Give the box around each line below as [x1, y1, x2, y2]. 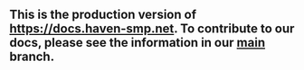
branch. [9, 49, 55, 65]
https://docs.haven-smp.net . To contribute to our [9, 22, 295, 37]
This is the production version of [9, 7, 197, 22]
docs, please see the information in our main [9, 35, 265, 50]
